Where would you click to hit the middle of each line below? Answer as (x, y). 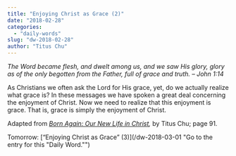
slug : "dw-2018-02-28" (41, 40)
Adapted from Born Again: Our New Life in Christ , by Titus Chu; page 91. (112, 123)
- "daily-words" (37, 33)
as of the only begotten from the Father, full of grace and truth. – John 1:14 (116, 74)
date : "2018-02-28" (36, 20)
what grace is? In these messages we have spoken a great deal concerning (117, 95)
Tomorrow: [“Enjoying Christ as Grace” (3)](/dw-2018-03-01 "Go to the (110, 137)
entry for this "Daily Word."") (49, 144)
